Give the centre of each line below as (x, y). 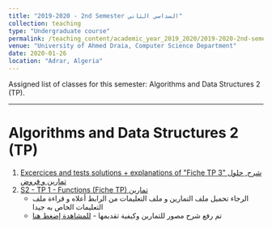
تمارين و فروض (43, 181)
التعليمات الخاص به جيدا (68, 206)
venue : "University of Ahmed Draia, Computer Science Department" (123, 46)
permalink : (27, 38)
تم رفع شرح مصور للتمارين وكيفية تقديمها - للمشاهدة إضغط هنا (127, 215)
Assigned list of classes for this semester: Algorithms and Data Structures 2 (134, 84)
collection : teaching (45, 23)
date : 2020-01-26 (38, 53)
